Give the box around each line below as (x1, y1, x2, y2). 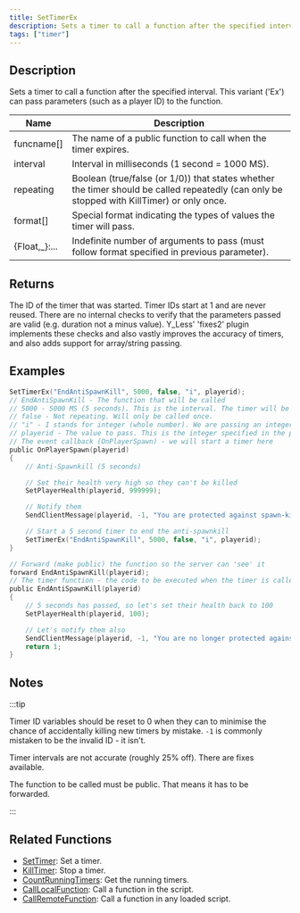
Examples (9, 363, 65, 379)
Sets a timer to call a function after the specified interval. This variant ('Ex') (9, 87, 285, 97)
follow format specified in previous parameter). (71, 246, 270, 259)
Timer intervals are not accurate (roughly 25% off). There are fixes (9, 752, 254, 763)
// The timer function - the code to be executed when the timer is (9, 577, 270, 585)
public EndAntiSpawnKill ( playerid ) (9, 585, 142, 593)
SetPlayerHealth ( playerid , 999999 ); (25, 486, 162, 495)
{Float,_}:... (13, 240, 58, 253)
